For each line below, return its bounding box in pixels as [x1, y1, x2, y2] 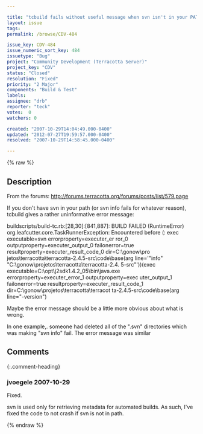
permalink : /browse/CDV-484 [7, 31, 78, 37]
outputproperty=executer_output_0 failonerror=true [7, 241, 134, 248]
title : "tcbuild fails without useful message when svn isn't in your [7, 14, 188, 20]
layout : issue [7, 19, 43, 26]
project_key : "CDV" [7, 64, 56, 70]
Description [7, 177, 52, 187]
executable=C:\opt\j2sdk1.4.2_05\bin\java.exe [7, 267, 120, 274]
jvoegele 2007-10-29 [7, 378, 70, 386]
